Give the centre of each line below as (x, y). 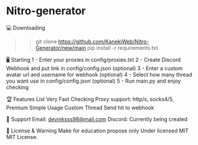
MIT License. (22, 137)
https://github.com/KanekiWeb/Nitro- (104, 41)
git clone (46, 41)
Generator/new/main (60, 48)
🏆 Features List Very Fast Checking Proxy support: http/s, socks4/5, (90, 99)
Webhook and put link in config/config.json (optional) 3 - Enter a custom (94, 68)
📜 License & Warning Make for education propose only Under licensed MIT (97, 130)
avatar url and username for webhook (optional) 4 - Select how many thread (99, 74)
